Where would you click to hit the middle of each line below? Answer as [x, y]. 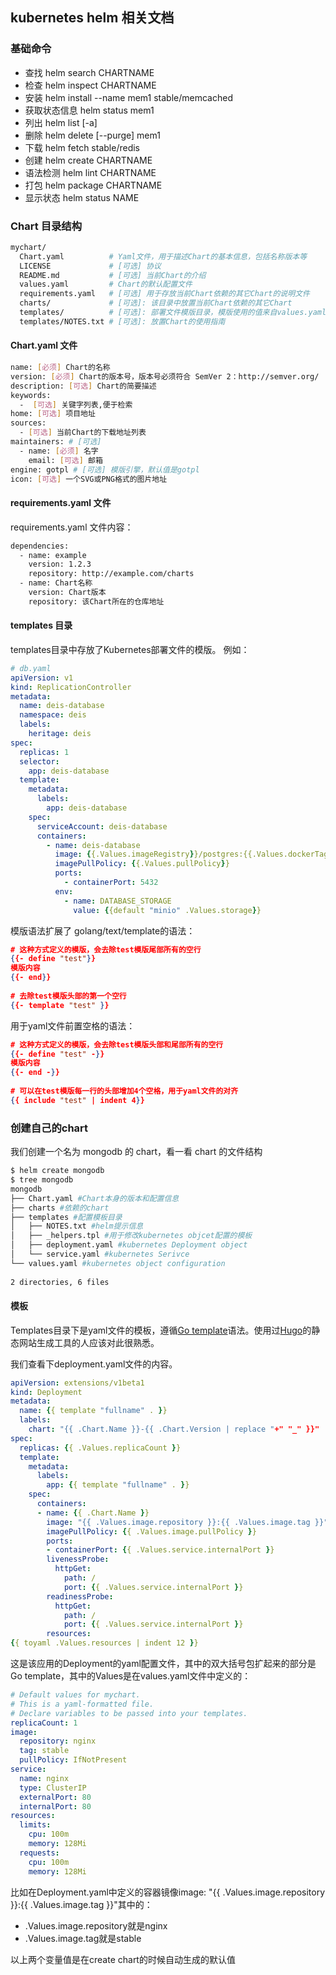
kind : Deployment [46, 1392]
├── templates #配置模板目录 [66, 1217]
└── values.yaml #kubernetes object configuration [118, 1263]
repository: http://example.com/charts [111, 574]
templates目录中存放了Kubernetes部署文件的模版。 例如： [130, 649]
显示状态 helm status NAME [82, 197]
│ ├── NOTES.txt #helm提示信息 [77, 1226]
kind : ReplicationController [71, 687]
